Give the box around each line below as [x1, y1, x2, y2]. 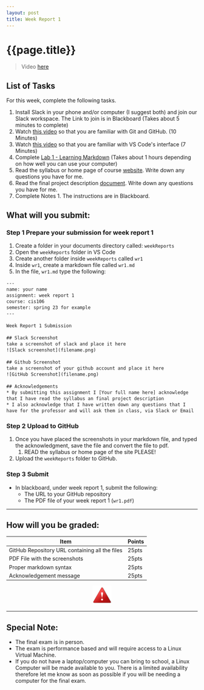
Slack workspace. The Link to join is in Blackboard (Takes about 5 [15, 115, 180, 123]
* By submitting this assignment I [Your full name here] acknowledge [6, 389, 189, 396]
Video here [21, 63, 49, 70]
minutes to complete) [15, 121, 69, 129]
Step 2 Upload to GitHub [6, 422, 79, 430]
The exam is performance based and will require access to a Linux [15, 645, 182, 652]
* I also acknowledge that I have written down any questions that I [6, 401, 186, 408]
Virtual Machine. [15, 651, 56, 658]
